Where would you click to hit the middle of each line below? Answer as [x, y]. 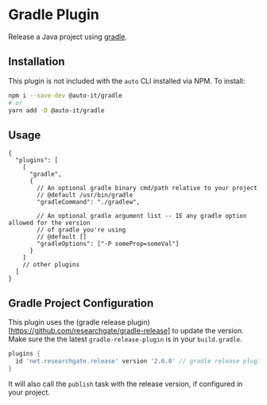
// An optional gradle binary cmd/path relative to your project [147, 189]
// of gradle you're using [81, 230]
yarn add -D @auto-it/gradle [56, 110]
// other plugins [51, 265]
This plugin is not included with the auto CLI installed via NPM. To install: [127, 80]
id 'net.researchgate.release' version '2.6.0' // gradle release [128, 361]
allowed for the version [49, 223]
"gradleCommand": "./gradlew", [89, 202]
